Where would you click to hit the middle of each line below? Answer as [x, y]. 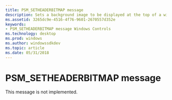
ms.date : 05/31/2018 [27, 53]
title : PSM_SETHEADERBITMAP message [44, 10]
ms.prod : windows [24, 39]
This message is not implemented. [41, 92]
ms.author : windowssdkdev [33, 43]
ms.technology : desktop [31, 34]
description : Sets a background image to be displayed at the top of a [83, 15]
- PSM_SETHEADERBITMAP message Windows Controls [58, 29]
